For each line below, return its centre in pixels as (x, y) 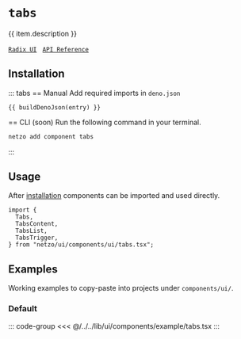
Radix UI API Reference (49, 49)
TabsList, (31, 231)
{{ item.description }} (43, 33)
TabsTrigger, (37, 238)
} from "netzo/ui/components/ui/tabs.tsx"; (81, 245)
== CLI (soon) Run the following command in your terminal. (105, 122)
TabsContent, (37, 224)
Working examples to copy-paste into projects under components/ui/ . (121, 288)
